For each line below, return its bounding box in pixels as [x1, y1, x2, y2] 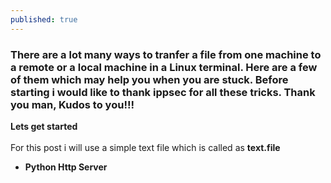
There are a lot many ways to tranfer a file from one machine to [10, 47, 322, 61]
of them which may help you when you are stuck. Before [10, 72, 289, 86]
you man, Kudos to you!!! [10, 97, 135, 111]
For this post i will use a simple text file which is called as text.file [10, 141, 281, 153]
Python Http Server [24, 161, 108, 173]
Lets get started [10, 120, 78, 132]
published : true [10, 14, 78, 25]
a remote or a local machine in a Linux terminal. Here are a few [10, 60, 318, 74]
